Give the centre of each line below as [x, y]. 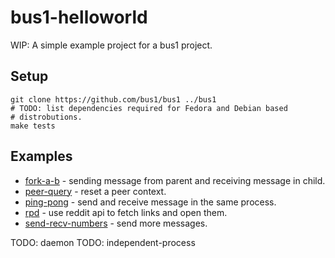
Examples [41, 156]
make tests [33, 126]
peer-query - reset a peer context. [95, 191]
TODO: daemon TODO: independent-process [103, 242]
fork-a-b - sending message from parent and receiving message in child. [175, 180]
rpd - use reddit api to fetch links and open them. [126, 212]
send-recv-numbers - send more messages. [116, 223]
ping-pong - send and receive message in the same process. [150, 202]
